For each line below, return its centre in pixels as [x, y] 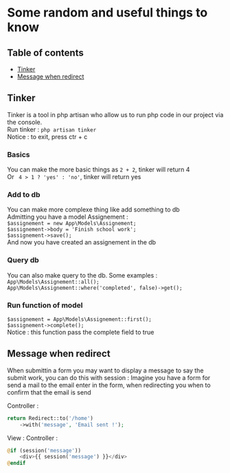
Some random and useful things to [107, 13]
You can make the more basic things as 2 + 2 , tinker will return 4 [99, 169]
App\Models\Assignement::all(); [53, 282]
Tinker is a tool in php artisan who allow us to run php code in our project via [115, 114]
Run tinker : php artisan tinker [52, 129]
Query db [23, 260]
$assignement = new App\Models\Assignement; [72, 224]
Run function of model [45, 305]
